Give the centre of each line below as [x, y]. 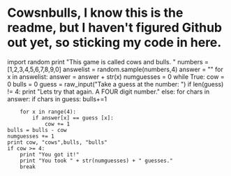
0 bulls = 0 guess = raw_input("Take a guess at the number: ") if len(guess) [115, 84]
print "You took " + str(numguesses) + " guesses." [96, 161]
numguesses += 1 [31, 136]
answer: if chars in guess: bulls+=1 [57, 98]
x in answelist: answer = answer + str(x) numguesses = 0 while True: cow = [116, 76]
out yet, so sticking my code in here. [114, 43]
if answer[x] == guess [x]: [73, 118]
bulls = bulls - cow [37, 130]
